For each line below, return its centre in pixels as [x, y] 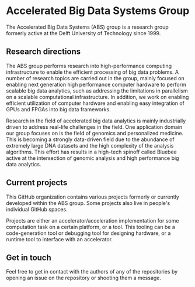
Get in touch [29, 257]
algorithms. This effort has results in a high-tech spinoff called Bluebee [91, 152]
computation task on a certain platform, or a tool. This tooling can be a [90, 227]
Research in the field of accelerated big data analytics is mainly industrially [96, 121]
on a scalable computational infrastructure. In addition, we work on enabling [97, 97]
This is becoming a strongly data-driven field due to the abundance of [90, 139]
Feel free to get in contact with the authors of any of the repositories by [92, 272]
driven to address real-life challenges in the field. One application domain [94, 127]
